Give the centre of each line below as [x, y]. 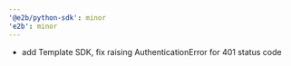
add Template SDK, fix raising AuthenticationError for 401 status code [151, 52]
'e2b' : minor [33, 26]
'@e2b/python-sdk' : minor [57, 18]
